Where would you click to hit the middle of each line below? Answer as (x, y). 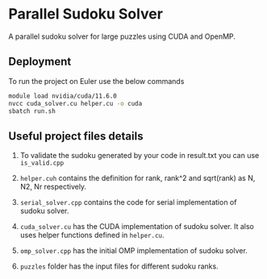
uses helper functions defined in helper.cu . (92, 235)
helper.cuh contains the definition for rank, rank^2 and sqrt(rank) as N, (138, 178)
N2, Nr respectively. (53, 187)
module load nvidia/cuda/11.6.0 (63, 96)
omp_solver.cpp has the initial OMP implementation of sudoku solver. (133, 251)
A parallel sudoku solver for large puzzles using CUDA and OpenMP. (122, 36)
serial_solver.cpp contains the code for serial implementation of (128, 202)
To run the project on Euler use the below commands (96, 81)
